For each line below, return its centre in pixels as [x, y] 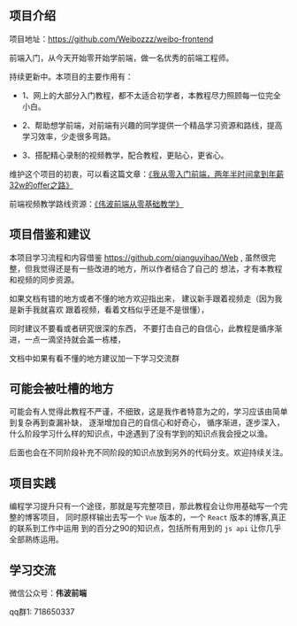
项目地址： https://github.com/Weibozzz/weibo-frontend [111, 39]
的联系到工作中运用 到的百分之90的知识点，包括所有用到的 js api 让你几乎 [145, 529]
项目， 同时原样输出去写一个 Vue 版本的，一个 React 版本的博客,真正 [163, 517]
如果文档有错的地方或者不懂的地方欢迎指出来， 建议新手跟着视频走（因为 [142, 298]
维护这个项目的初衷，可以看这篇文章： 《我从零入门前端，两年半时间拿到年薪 [147, 174]
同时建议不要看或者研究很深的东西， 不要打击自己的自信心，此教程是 [134, 328]
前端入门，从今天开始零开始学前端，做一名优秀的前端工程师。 [122, 58]
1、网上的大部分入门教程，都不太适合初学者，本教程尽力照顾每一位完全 [151, 95]
